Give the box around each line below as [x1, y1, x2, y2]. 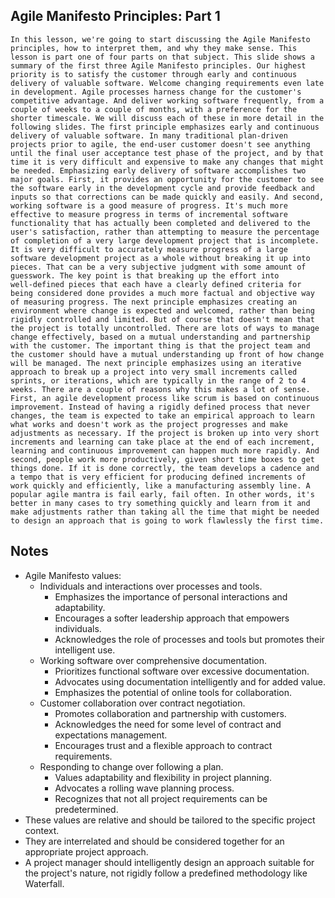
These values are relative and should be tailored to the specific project [24, 814, 316, 826]
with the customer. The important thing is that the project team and [10, 340, 311, 351]
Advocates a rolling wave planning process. [54, 782, 235, 794]
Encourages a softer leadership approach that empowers [54, 612, 290, 624]
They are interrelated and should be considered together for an [24, 835, 285, 847]
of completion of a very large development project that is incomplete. [10, 235, 320, 246]
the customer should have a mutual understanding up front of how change [10, 349, 325, 359]
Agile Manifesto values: [24, 569, 122, 581]
